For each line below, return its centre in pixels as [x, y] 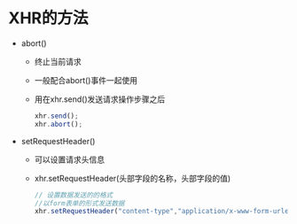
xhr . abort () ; [59, 124]
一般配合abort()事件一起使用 [86, 80]
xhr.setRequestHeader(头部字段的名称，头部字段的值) [133, 178]
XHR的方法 [48, 18]
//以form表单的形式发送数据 [79, 203]
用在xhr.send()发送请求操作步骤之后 [100, 99]
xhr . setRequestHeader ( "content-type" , [106, 212]
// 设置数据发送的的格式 [73, 195]
